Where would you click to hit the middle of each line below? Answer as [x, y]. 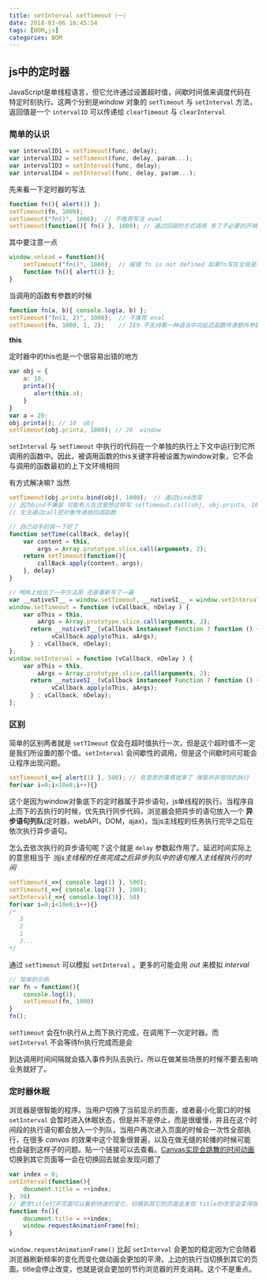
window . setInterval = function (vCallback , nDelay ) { [101, 658]
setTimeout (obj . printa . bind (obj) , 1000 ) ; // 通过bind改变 [106, 498]
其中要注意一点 [33, 243]
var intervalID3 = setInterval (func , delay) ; [85, 166]
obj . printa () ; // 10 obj [51, 423]
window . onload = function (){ [57, 258]
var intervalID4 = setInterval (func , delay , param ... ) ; [103, 173]
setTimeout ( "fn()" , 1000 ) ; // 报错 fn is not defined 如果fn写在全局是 [140, 265]
